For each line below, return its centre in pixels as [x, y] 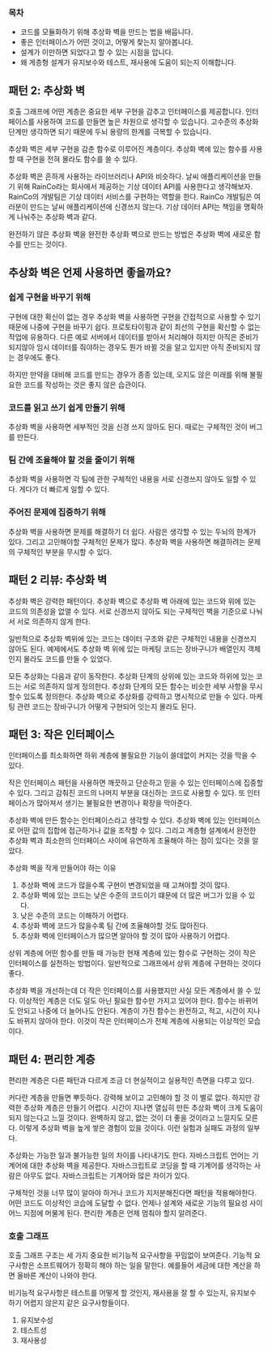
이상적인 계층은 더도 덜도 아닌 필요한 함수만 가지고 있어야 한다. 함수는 [128, 1001]
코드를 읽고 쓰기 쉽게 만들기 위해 [67, 407]
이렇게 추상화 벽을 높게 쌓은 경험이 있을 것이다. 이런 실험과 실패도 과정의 [132, 1128]
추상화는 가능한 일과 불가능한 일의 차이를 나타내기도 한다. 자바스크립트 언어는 [130, 1155]
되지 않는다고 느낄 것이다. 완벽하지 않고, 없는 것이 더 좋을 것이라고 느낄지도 [126, 1118]
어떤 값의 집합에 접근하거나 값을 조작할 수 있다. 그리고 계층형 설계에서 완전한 [136, 831]
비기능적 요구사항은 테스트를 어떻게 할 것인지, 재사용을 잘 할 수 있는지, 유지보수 [132, 1293]
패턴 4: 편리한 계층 [52, 1059]
